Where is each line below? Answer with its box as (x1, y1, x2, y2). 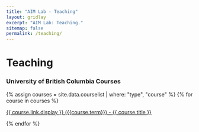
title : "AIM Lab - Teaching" (6, 8, 78, 15)
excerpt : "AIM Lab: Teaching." (6, 20, 84, 25)
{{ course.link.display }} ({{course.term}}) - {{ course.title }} (6, 108, 152, 115)
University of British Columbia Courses (6, 78, 121, 86)
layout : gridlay (6, 14, 46, 20)
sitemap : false (6, 25, 44, 31)
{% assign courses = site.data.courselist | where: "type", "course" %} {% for (6, 91, 193, 98)
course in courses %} (6, 97, 59, 104)
